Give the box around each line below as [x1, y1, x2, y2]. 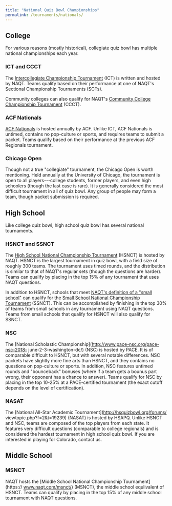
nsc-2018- [5, 346, 27, 353]
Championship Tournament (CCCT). [5, 101, 81, 107]
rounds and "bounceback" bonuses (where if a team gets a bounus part [5, 368, 157, 375]
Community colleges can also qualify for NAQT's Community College [5, 95, 151, 102]
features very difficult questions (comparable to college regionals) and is [5, 425, 159, 432]
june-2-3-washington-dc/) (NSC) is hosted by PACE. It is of [28, 346, 154, 353]
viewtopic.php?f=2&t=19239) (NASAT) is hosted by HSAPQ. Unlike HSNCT [5, 414, 163, 421]
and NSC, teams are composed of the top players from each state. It [5, 420, 149, 426]
